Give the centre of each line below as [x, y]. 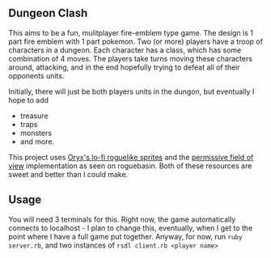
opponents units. [36, 75]
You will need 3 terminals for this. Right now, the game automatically [122, 219]
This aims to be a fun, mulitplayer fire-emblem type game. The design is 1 [131, 32]
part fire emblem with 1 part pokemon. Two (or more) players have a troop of [136, 41]
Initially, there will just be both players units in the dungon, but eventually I [131, 91]
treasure [34, 116]
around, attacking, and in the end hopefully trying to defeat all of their [124, 67]
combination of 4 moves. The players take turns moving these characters [131, 58]
